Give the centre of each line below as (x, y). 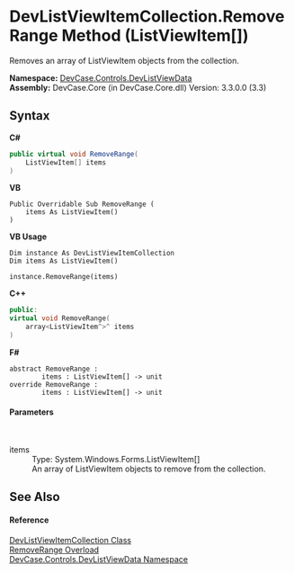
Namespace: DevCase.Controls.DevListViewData (101, 77)
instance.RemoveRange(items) (64, 277)
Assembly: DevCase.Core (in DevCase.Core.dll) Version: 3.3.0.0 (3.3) (138, 87)
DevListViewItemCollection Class (71, 540)
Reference (29, 520)
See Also (35, 497)
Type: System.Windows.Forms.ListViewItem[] (116, 460)
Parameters (31, 412)
